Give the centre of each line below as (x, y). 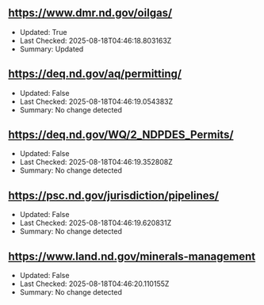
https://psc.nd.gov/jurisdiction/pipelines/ (114, 195)
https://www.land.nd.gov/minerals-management (132, 256)
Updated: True (43, 32)
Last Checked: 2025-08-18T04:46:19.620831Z (96, 223)
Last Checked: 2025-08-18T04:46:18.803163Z (96, 40)
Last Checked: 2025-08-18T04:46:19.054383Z (96, 101)
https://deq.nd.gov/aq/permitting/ (95, 74)
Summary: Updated (52, 49)
